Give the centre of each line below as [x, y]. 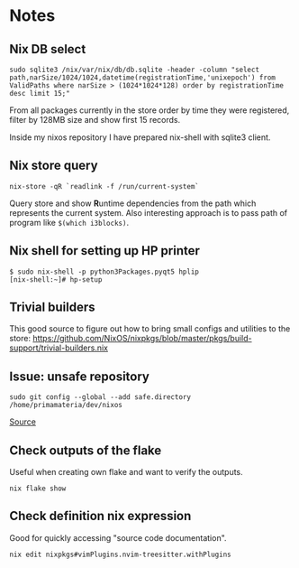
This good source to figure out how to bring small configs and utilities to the [150, 329]
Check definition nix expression [100, 516]
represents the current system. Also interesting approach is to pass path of [149, 212]
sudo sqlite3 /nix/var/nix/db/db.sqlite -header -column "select [134, 70]
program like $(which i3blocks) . [69, 222]
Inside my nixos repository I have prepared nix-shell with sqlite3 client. [140, 137]
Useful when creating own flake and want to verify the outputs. [126, 472]
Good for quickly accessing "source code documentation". [118, 537]
